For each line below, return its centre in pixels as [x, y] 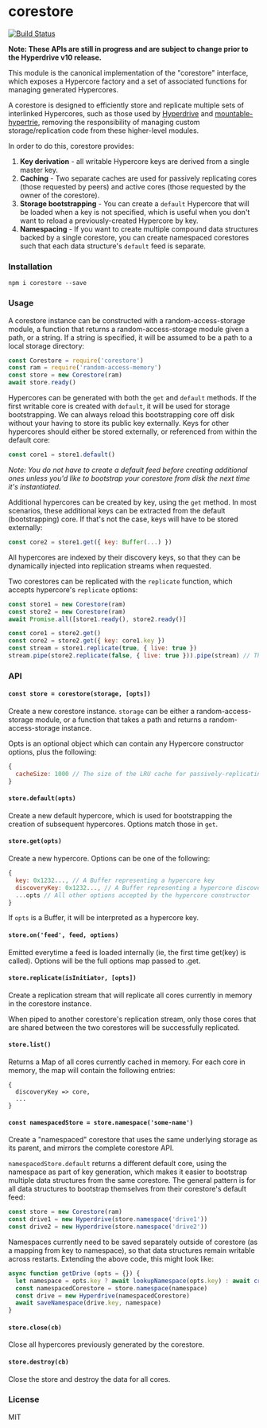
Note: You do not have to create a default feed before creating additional [128, 470]
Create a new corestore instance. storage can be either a [101, 712]
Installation [31, 267]
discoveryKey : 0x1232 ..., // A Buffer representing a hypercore [124, 888]
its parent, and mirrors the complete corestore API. [91, 1148]
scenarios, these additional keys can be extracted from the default [117, 510]
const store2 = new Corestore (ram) [67, 611]
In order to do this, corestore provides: [71, 146]
